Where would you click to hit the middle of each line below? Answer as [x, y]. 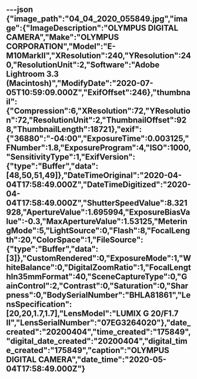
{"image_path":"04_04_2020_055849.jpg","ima [97, 19]
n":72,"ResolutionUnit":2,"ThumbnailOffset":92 [96, 120]
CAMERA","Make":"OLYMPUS [63, 37]
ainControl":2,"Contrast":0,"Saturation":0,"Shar [97, 286]
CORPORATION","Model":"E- [61, 47]
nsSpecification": [39, 304]
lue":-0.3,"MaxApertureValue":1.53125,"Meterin [97, 221]
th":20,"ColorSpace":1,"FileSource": [75, 240]
